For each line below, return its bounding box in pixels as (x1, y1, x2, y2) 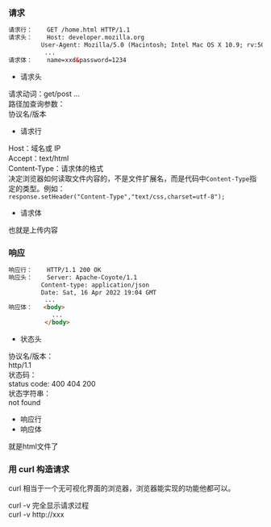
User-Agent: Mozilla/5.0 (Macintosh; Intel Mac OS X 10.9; (40, 41, 244, 49)
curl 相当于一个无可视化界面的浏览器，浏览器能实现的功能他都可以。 (8, 483, 236, 493)
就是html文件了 (8, 441, 59, 451)
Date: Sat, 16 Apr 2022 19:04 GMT (40, 288, 157, 296)
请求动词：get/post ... (8, 89, 81, 98)
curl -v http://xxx (8, 510, 65, 520)
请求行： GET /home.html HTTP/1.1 (8, 26, 131, 34)
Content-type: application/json (40, 281, 150, 289)
